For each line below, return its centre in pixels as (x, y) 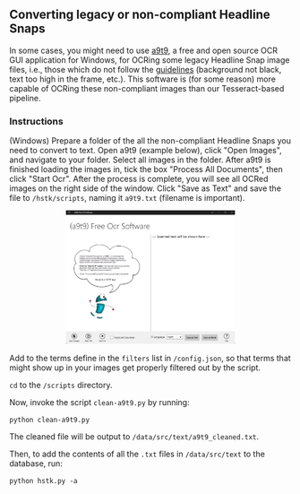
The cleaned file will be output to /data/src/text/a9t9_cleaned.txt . (134, 437)
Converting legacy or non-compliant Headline (140, 15)
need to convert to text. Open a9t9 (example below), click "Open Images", (146, 151)
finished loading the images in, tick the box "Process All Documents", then (146, 169)
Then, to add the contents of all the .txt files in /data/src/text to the (137, 454)
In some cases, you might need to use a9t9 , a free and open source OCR (143, 50)
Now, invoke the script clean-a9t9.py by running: (99, 403)
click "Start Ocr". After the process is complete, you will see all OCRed (139, 179)
